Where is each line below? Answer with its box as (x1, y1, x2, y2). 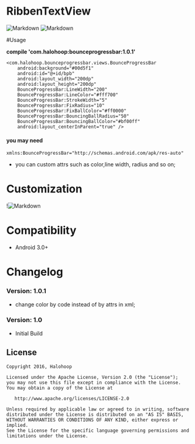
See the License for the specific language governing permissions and (6, 428, 190, 434)
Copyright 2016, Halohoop (6, 364, 72, 370)
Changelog (6, 265, 63, 279)
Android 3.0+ (15, 244, 49, 251)
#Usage (6, 36, 26, 43)
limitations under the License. (6, 432, 88, 439)
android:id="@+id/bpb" (17, 70, 75, 77)
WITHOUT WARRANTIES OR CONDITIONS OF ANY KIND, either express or (6, 417, 179, 423)
